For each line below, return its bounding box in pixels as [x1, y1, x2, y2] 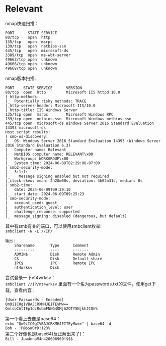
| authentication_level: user [5, 205, 73, 210]
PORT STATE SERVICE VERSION [5, 85, 82, 90]
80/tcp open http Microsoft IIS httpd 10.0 [5, 89, 121, 95]
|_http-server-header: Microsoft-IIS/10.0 [5, 103, 96, 108]
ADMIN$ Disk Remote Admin [14, 252, 100, 257]
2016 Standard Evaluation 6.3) [5, 142, 71, 148]
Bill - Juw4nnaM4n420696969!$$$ [5, 336, 73, 341]
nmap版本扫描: [5, 75, 36, 81]
